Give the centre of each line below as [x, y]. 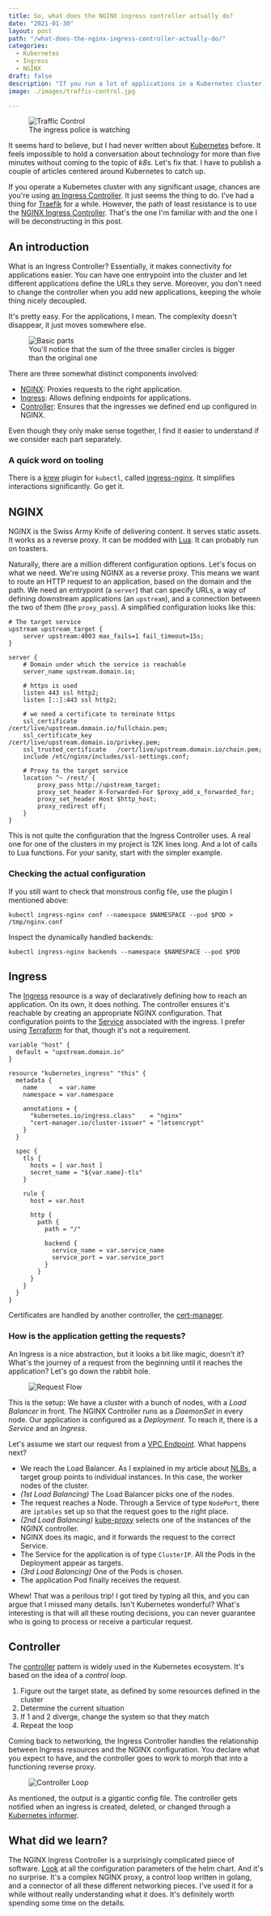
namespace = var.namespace [68, 1095]
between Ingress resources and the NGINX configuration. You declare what [134, 1749]
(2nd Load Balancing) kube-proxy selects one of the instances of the [135, 1519]
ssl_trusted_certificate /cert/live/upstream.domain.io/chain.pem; [143, 750]
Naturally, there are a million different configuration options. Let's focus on [132, 564]
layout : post [30, 31]
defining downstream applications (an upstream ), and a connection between [135, 599]
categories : [28, 46]
